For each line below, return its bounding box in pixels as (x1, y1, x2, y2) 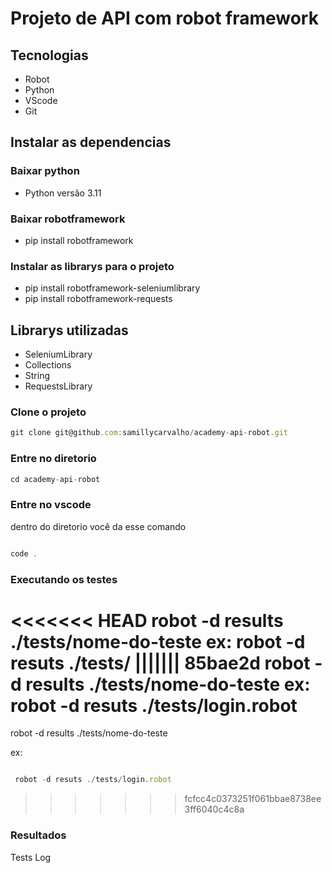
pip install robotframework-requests (24, 293, 173, 305)
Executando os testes (10, 572, 118, 586)
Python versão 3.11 (24, 187, 102, 199)
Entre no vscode (10, 498, 92, 512)
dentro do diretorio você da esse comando (10, 520, 187, 532)
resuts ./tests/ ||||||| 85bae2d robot (10, 652, 311, 674)
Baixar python (10, 164, 80, 178)
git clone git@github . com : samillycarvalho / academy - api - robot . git (10, 428, 288, 438)
